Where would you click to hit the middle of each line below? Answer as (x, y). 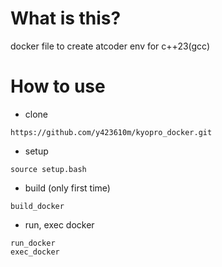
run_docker (33, 243)
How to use (58, 86)
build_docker (37, 206)
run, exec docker (59, 224)
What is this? (66, 18)
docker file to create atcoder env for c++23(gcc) (110, 46)
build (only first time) (67, 188)
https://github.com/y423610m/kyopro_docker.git (111, 132)
